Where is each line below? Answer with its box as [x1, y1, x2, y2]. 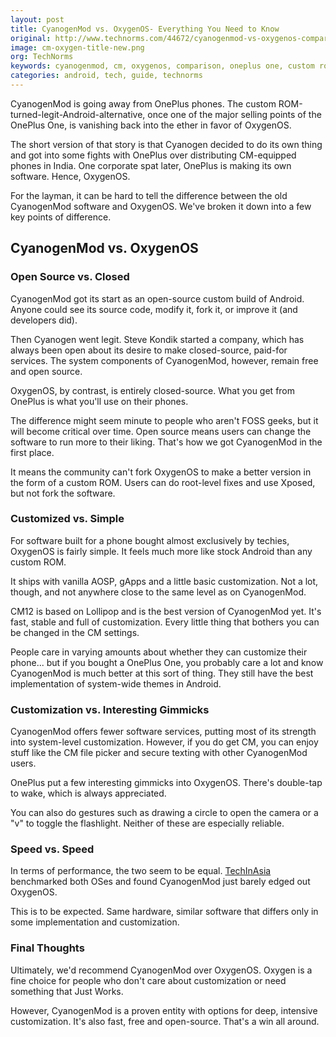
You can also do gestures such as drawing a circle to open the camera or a [10, 807, 319, 819]
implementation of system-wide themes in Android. [10, 677, 222, 690]
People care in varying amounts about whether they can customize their [10, 646, 308, 658]
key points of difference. [10, 211, 112, 223]
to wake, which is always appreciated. [10, 787, 167, 800]
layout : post [10, 14, 65, 25]
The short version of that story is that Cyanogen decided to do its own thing [10, 138, 323, 150]
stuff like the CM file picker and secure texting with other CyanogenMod [10, 747, 308, 759]
